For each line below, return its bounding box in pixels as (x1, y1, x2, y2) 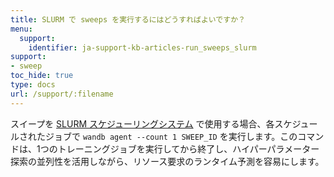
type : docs (10, 80, 56, 90)
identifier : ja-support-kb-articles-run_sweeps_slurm (28, 42, 257, 53)
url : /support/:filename (10, 89, 114, 99)
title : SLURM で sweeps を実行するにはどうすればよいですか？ (10, 14, 246, 25)
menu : (10, 24, 33, 34)
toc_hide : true (10, 71, 74, 81)
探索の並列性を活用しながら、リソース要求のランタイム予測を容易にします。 (10, 155, 325, 167)
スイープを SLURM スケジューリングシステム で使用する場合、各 (10, 117, 275, 130)
